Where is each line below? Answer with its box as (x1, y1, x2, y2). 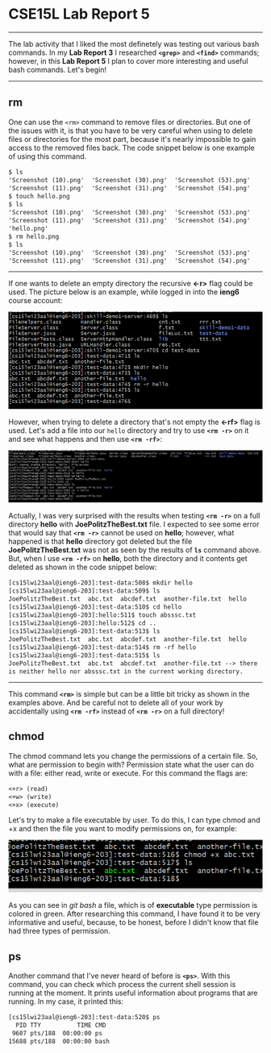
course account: (8, 295, 63, 305)
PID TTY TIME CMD (15, 1022, 106, 1030)
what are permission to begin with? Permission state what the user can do (8, 760, 254, 769)
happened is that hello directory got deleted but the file (8, 536, 193, 546)
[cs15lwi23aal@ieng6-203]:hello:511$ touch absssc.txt (8, 610, 197, 619)
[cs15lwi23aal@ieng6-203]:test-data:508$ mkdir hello (8, 578, 194, 587)
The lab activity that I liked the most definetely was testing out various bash (8, 39, 260, 48)
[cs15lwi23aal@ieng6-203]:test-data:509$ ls (8, 586, 161, 595)
